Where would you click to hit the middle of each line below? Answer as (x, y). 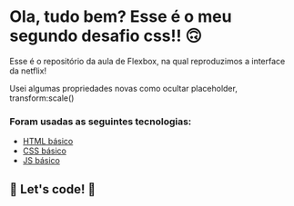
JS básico (41, 161)
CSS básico (44, 151)
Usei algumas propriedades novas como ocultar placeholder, (124, 88)
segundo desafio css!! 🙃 (106, 36)
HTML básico (48, 142)
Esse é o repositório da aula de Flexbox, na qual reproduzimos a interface (147, 61)
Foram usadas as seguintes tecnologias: (101, 122)
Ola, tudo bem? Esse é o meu (121, 17)
